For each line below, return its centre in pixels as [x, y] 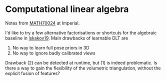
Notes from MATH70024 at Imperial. [42, 23]
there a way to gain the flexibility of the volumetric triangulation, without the [83, 68]
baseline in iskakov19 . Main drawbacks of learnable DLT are [67, 38]
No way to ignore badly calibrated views [54, 53]
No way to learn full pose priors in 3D [51, 47]
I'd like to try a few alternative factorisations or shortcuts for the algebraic [81, 32]
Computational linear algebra [67, 9]
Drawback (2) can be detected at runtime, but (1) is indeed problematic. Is [81, 62]
